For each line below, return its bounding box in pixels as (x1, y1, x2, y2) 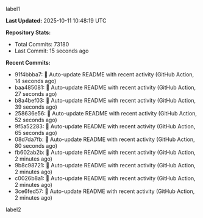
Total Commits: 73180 (14, 41, 69, 48)
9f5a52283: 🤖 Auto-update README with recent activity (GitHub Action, (14, 123, 196, 130)
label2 (5, 206, 21, 213)
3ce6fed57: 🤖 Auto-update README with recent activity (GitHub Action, (14, 187, 195, 195)
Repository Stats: (5, 29, 51, 36)
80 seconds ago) (14, 142, 58, 149)
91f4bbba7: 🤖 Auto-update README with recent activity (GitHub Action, (14, 71, 194, 78)
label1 (5, 5, 21, 12)
